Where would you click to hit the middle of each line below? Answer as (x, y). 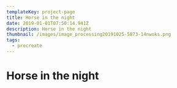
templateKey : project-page (41, 12)
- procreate (27, 46)
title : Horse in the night (41, 18)
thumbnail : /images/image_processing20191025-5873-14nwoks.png (89, 35)
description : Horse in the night (49, 29)
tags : (13, 40)
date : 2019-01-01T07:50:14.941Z (47, 23)
